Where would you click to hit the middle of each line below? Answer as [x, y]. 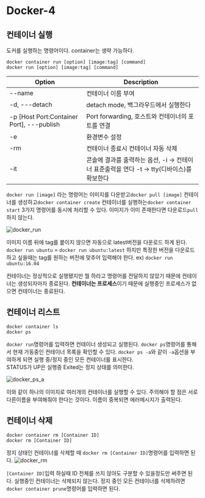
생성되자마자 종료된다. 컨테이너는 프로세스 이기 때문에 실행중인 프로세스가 [104, 284]
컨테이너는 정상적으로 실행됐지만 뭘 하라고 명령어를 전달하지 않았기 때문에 [94, 276]
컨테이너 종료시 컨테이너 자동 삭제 [132, 148]
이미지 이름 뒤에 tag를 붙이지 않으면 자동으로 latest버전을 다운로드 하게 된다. [97, 242]
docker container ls [33, 327]
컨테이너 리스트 [33, 312]
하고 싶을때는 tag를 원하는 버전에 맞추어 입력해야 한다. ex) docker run [90, 258]
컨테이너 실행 [30, 35]
